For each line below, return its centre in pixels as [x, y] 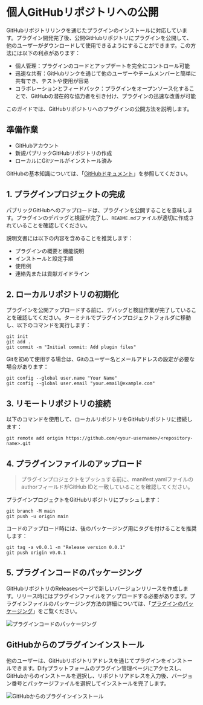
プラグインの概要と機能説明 [50, 251]
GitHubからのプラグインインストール [75, 645]
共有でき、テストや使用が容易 [52, 81]
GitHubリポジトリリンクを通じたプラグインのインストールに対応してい [94, 30]
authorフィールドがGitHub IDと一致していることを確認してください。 [107, 487]
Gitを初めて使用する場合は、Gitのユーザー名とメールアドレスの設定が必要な [101, 359]
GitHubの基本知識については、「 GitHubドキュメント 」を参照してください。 [99, 174]
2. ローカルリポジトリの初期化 [63, 294]
